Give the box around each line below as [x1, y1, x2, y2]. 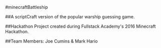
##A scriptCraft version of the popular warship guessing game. [5, 14, 135, 19]
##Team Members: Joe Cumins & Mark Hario [5, 38, 98, 44]
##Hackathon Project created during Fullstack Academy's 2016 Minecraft [5, 23, 156, 29]
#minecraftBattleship [5, 4, 48, 10]
